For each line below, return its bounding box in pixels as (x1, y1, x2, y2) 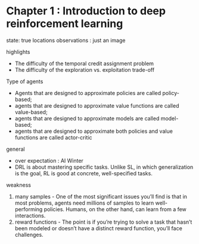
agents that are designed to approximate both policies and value (14, 127, 173, 135)
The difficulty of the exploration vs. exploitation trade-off (14, 66, 155, 73)
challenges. (14, 231, 43, 238)
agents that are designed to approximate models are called (14, 115, 160, 122)
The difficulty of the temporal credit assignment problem (14, 60, 154, 67)
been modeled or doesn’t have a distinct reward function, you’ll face (14, 224, 183, 231)
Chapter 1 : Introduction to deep (6, 4, 166, 18)
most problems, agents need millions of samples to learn (14, 199, 154, 206)
